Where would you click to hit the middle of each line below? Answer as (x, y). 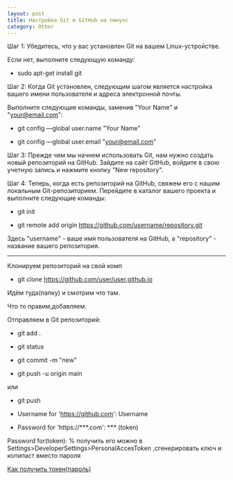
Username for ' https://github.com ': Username (83, 414)
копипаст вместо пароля (44, 456)
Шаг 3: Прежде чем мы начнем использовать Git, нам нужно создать (110, 155)
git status (31, 347)
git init (26, 212)
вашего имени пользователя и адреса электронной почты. (95, 94)
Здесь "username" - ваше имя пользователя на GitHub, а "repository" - (112, 239)
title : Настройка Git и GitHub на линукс (68, 20)
